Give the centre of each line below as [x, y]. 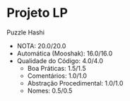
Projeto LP [37, 13]
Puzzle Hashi [26, 32]
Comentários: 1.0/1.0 [57, 76]
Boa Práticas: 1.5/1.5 [57, 68]
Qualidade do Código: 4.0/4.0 [60, 60]
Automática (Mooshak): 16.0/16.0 [65, 53]
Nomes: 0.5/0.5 [50, 90]
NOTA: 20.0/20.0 [41, 46]
